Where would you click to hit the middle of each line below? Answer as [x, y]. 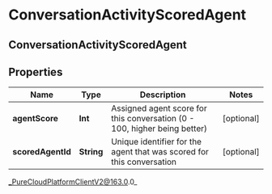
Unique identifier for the [156, 141]
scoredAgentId [42, 152]
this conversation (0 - [153, 119]
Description [163, 95]
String [91, 152]
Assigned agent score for [159, 108]
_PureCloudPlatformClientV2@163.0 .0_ [73, 182]
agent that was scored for [159, 152]
